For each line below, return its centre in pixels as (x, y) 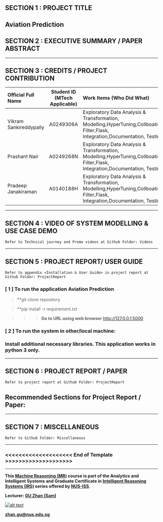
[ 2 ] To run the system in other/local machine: (60, 331)
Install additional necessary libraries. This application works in (81, 344)
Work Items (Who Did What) (116, 98)
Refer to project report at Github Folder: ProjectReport (65, 382)
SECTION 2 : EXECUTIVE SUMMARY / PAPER (74, 41)
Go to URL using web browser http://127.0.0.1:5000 (92, 319)
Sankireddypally (26, 127)
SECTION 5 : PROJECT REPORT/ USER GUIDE (74, 261)
